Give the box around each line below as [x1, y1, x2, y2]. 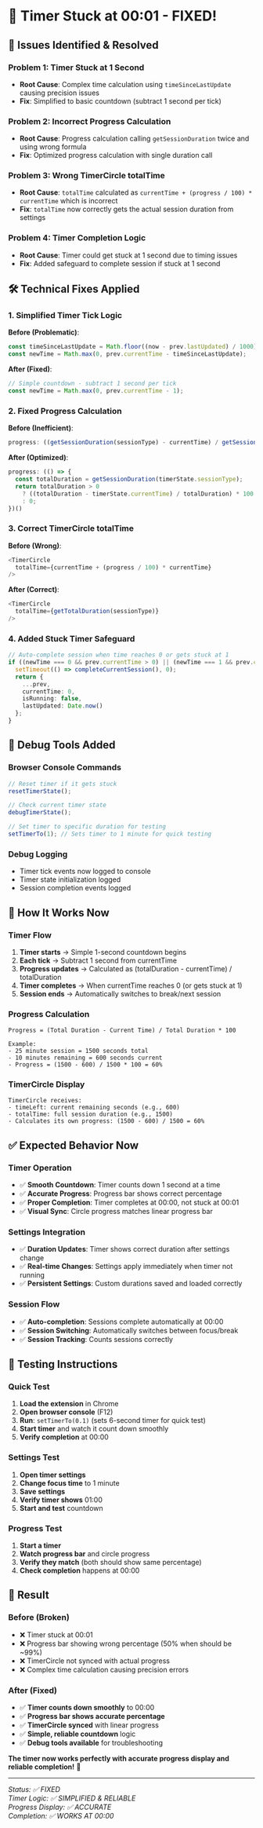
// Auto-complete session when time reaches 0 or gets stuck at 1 [8, 651, 229, 659]
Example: [8, 1040, 37, 1048]
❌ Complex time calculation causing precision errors [19, 1665, 189, 1674]
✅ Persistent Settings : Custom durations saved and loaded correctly [19, 1279, 243, 1289]
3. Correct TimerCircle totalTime [8, 523, 135, 534]
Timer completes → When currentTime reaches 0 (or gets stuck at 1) [19, 981, 243, 990]
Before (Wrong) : [8, 541, 62, 550]
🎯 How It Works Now [8, 906, 110, 919]
